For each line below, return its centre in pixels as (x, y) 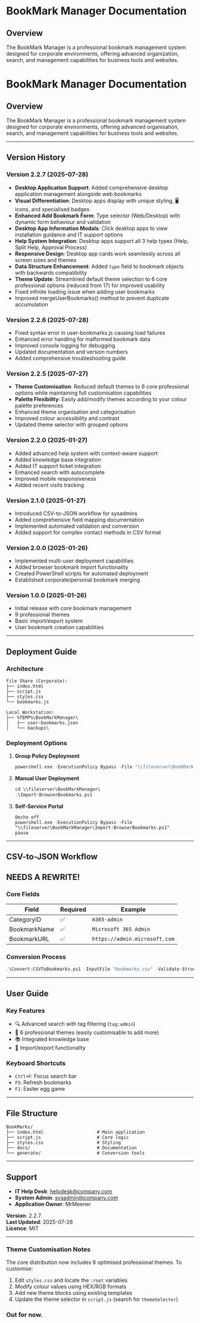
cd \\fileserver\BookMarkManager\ (57, 789)
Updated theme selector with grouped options (71, 424)
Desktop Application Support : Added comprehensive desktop (91, 187)
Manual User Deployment (47, 779)
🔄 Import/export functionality (50, 1048)
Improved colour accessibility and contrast (67, 419)
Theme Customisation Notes (49, 1249)
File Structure (32, 1113)
